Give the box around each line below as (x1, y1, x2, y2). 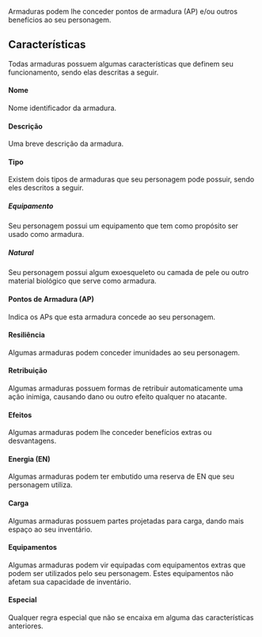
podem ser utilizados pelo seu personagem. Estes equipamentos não (8, 568, 234, 578)
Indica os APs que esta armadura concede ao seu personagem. (8, 312, 216, 322)
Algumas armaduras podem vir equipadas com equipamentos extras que (8, 560, 246, 570)
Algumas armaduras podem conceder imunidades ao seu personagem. (8, 348, 240, 357)
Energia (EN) (8, 454, 51, 463)
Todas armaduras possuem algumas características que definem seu (8, 59, 234, 68)
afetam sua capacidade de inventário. (8, 577, 131, 586)
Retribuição (8, 366, 47, 376)
